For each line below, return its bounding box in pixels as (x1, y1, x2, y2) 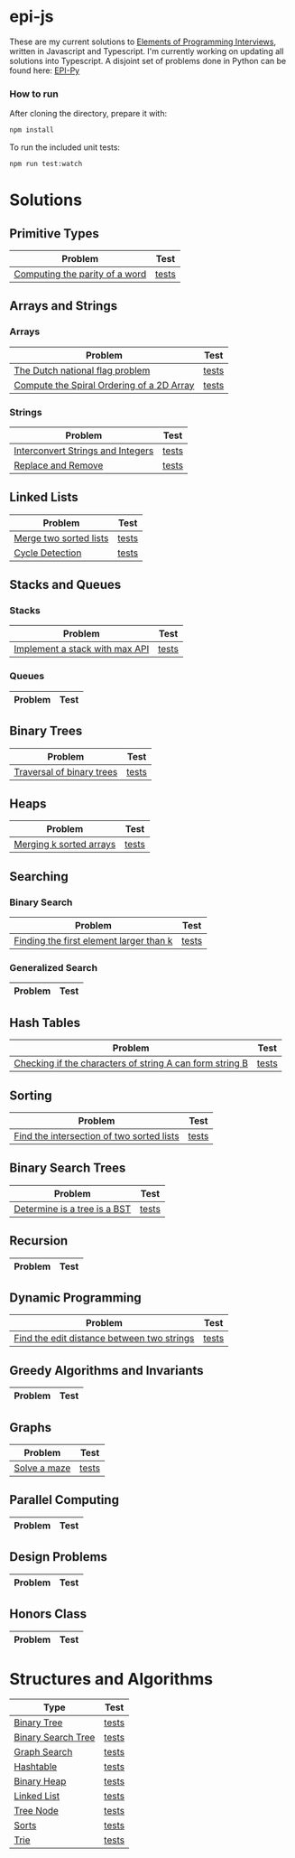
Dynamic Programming (9, 1290, 142, 1306)
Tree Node (14, 1805, 59, 1817)
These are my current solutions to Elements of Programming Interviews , (9, 36, 277, 47)
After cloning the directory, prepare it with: (9, 108, 168, 119)
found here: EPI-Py (9, 65, 80, 76)
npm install (9, 126, 54, 135)
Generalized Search (9, 962, 97, 974)
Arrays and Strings (9, 298, 118, 313)
